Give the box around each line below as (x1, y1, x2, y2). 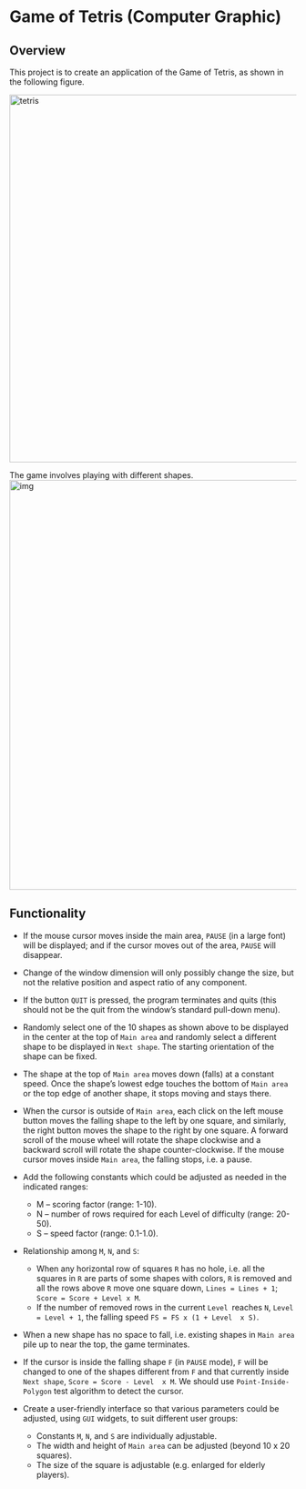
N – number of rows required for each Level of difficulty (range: (36, 1209, 275, 1219)
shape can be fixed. (22, 1050, 97, 1062)
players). (36, 1469, 70, 1480)
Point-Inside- (236, 1377, 290, 1386)
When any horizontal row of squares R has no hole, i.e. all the (36, 1263, 266, 1274)
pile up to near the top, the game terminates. (22, 1339, 190, 1350)
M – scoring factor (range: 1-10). (36, 1198, 158, 1209)
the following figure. (9, 76, 85, 87)
